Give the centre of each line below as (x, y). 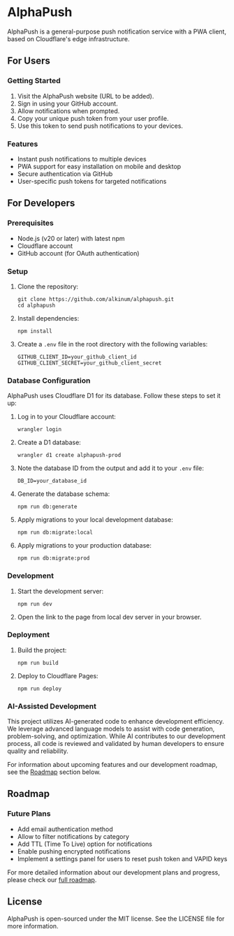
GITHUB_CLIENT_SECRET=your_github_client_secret (89, 363)
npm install (35, 331)
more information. (33, 926)
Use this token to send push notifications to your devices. (100, 126)
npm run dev (35, 604)
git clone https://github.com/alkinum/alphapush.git (96, 299)
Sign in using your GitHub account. (67, 103)
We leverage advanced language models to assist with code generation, (111, 729)
